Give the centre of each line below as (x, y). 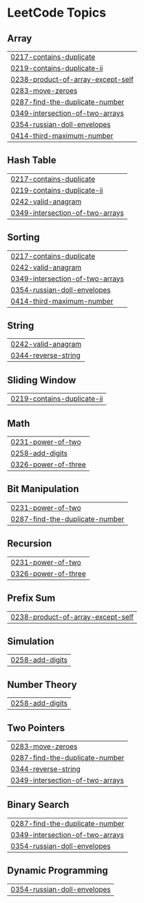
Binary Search (38, 805)
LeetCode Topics (57, 13)
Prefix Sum (31, 598)
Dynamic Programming (58, 871)
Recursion (30, 544)
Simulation (31, 641)
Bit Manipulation (43, 489)
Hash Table (32, 160)
